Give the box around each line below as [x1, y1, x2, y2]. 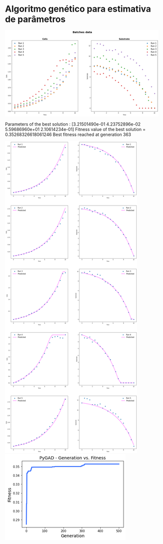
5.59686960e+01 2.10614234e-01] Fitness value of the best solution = [5, 127, 146, 132]
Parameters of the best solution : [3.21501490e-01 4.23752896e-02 [5, 121, 141, 127]
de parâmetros [5, 14, 66, 25]
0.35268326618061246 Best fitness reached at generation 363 [5, 131, 131, 137]
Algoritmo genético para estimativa [5, 3, 151, 15]
